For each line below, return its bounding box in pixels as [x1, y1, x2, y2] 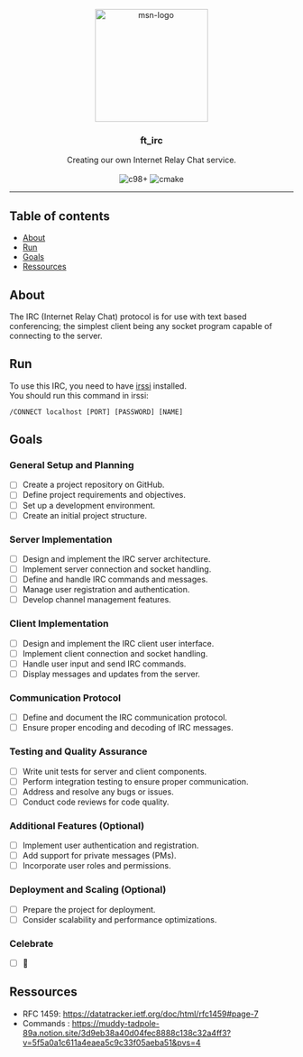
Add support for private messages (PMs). [22, 850, 178, 861]
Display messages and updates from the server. [22, 668, 201, 679]
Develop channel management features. [22, 594, 171, 605]
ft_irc [139, 133, 164, 146]
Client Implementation [9, 618, 109, 630]
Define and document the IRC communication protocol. [22, 712, 228, 723]
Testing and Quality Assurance [9, 745, 148, 758]
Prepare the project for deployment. [22, 904, 156, 915]
